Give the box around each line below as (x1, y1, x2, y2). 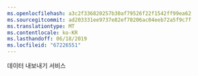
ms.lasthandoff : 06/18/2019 (7, 36, 88, 42)
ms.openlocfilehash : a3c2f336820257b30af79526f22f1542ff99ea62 (7, 10, 192, 17)
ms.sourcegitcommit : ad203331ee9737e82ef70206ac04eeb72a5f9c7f (7, 16, 192, 23)
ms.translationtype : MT (7, 23, 75, 29)
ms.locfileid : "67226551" (7, 42, 81, 49)
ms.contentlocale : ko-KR (7, 29, 78, 36)
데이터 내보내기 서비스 (7, 62, 66, 69)
